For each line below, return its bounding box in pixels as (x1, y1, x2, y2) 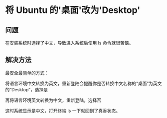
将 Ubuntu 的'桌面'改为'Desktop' (5, 4, 141, 16)
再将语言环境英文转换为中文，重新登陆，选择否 (5, 97, 101, 103)
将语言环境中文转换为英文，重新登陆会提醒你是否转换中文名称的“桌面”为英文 (5, 80, 162, 86)
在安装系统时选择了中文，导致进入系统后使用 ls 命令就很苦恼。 (5, 40, 134, 46)
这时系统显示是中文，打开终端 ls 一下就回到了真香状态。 (5, 108, 121, 114)
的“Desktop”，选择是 (5, 86, 48, 92)
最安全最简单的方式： (5, 70, 49, 76)
